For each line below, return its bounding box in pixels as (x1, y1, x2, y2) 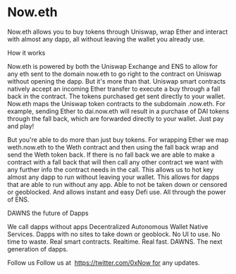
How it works (7, 48, 46, 57)
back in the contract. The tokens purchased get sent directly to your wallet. (7, 92, 225, 100)
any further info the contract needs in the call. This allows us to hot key (7, 165, 213, 174)
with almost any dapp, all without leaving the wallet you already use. (7, 34, 206, 43)
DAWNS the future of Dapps (7, 209, 89, 217)
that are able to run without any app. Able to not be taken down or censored (7, 180, 228, 188)
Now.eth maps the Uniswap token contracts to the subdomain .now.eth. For (7, 99, 226, 107)
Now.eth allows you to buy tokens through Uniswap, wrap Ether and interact (7, 27, 228, 36)
